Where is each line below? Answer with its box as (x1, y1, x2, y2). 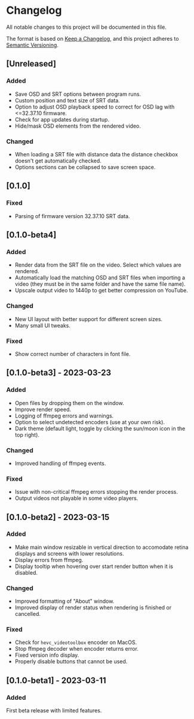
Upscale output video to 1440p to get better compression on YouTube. (14, 287, 188, 294)
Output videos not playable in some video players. (14, 495, 138, 502)
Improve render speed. (14, 406, 72, 413)
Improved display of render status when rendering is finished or (14, 604, 172, 611)
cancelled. (14, 611, 41, 618)
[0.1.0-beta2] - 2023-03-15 (6, 512, 110, 522)
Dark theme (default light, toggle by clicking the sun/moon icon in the (14, 425, 186, 432)
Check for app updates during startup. (14, 116, 109, 123)
